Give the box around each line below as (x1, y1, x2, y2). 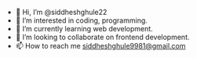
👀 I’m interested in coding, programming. (15, 16, 148, 25)
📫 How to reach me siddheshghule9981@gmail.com (15, 42, 186, 50)
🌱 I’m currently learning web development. (15, 24, 153, 33)
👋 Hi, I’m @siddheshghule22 (15, 8, 108, 16)
